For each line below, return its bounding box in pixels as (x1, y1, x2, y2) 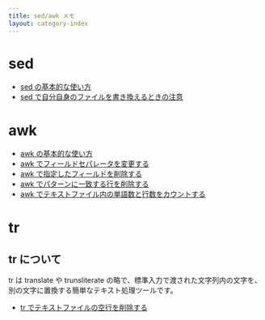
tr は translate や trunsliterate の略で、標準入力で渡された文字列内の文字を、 (8, 275, 263, 285)
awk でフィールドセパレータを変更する (19, 159, 149, 169)
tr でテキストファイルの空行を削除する (19, 303, 148, 313)
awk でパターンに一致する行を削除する (19, 179, 149, 189)
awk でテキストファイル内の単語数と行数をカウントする (19, 190, 206, 199)
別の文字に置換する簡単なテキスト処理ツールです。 (8, 285, 178, 296)
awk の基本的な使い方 (19, 149, 93, 159)
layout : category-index (8, 19, 89, 28)
